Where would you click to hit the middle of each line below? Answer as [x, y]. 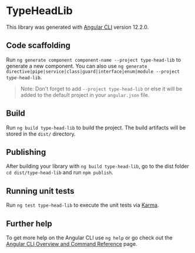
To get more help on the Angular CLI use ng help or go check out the [89, 238]
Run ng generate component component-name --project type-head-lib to [93, 59]
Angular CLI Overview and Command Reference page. [72, 244]
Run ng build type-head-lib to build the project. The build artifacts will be [96, 127]
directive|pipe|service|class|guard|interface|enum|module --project [93, 72]
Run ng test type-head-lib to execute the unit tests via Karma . [83, 205]
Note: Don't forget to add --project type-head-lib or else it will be [101, 89]
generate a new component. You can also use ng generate [77, 66]
